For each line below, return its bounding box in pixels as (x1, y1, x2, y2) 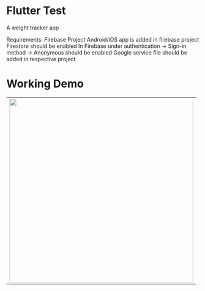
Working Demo (6, 77, 84, 91)
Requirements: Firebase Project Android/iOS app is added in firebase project (6, 36, 199, 43)
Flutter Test (6, 4, 66, 18)
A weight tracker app (6, 24, 59, 31)
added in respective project (6, 55, 76, 62)
